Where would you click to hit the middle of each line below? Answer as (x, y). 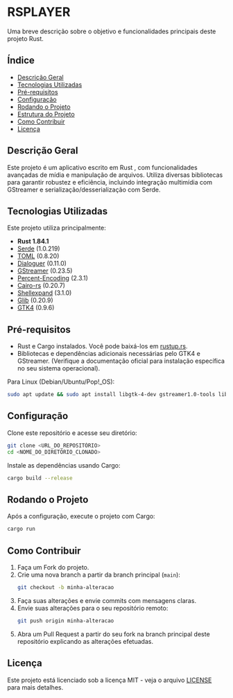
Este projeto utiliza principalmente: (57, 228)
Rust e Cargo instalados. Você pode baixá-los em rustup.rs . (102, 346)
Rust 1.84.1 (33, 241)
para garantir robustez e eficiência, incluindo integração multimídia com (110, 182)
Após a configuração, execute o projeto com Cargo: (81, 516)
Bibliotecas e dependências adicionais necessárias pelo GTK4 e (109, 354)
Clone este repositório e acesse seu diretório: (72, 433)
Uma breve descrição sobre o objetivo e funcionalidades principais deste (112, 31)
